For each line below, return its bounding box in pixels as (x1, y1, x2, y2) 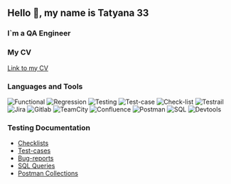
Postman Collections (17, 169, 78, 178)
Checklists (17, 139, 49, 148)
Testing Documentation (7, 122, 91, 132)
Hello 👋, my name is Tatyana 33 (7, 7, 149, 19)
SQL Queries (17, 161, 55, 171)
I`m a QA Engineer (7, 28, 71, 38)
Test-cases (17, 146, 51, 155)
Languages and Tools (7, 81, 83, 91)
